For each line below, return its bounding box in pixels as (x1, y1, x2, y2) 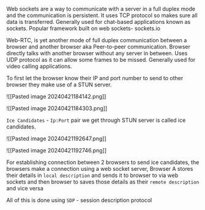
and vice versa (6, 185, 44, 192)
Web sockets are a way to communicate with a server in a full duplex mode (6, 6, 196, 12)
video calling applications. (6, 62, 72, 70)
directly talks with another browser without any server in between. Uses (6, 50, 188, 57)
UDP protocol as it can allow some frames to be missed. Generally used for (6, 56, 196, 63)
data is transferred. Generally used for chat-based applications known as (6, 18, 191, 25)
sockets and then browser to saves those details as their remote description (6, 178, 199, 186)
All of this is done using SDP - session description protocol (6, 197, 152, 204)
